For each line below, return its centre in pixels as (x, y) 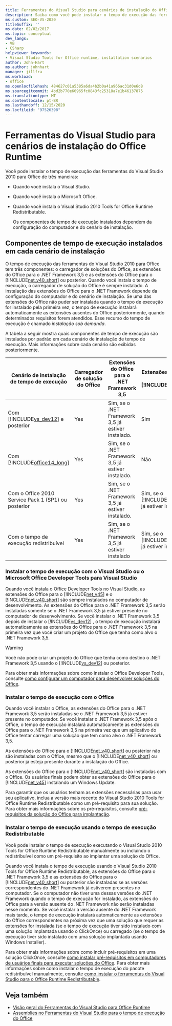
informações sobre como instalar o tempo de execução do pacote (75, 968)
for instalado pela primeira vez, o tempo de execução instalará (71, 307)
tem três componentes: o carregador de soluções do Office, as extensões (83, 269)
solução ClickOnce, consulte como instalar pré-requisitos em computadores (86, 957)
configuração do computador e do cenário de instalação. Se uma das (79, 296)
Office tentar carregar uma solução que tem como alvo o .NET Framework (83, 736)
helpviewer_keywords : (28, 53)
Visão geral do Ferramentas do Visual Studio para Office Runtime (81, 1008)
